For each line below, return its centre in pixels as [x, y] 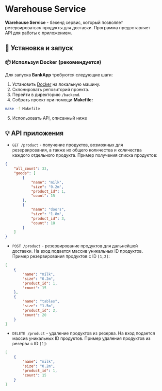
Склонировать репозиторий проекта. [51, 89]
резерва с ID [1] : [30, 344]
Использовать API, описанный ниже [49, 118]
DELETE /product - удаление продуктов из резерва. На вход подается [83, 333]
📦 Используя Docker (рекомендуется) [53, 62]
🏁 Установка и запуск [39, 48]
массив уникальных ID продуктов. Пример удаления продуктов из [81, 338]
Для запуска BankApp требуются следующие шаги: [59, 74]
